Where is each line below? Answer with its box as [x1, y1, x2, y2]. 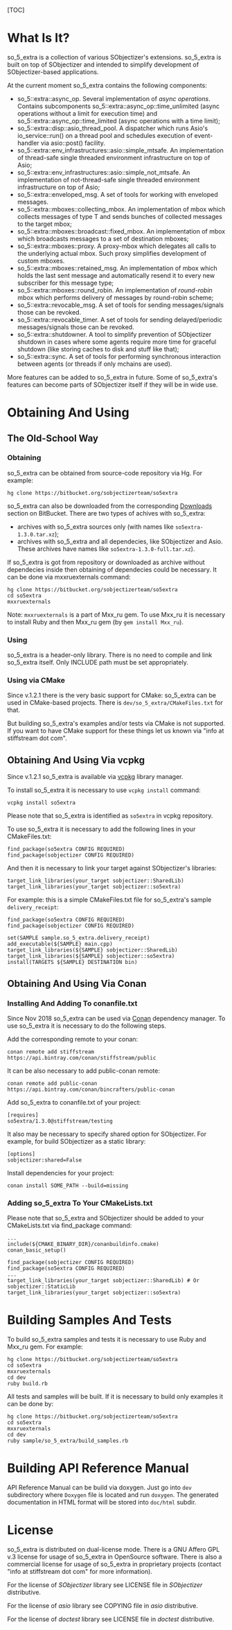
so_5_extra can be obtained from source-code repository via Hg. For [7, 468, 203, 477]
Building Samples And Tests [7, 1313, 172, 1328]
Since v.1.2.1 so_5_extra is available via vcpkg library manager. [7, 773, 184, 781]
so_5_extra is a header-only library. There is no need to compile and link [7, 651, 213, 659]
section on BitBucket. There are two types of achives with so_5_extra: [7, 509, 206, 517]
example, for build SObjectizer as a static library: [7, 1137, 146, 1146]
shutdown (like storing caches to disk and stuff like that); [17, 344, 179, 353]
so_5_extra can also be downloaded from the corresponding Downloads [7, 502, 213, 510]
